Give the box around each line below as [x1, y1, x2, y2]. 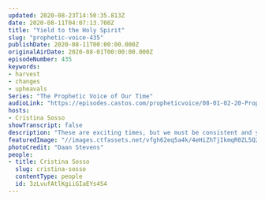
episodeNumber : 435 [8, 56, 73, 64]
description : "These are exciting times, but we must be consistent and [8, 128, 252, 136]
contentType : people [15, 172, 83, 181]
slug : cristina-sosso [15, 165, 87, 173]
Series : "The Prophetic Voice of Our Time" [8, 92, 154, 100]
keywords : [8, 63, 41, 71]
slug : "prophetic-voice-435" [8, 33, 104, 42]
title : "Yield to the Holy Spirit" [8, 26, 125, 34]
